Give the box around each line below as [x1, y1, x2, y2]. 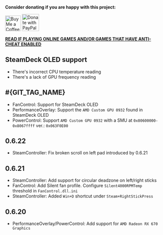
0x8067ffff [12, 123, 35, 128]
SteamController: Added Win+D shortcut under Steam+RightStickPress [12, 193, 154, 199]
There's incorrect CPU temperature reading [12, 69, 102, 75]
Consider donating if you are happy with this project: [5, 4, 116, 10]
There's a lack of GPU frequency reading [12, 74, 96, 80]
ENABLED [21, 42, 42, 47]
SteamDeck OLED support [5, 55, 88, 64]
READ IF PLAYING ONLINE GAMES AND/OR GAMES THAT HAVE [5, 36, 138, 42]
